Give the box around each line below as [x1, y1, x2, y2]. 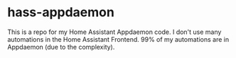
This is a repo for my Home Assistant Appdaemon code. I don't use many [7, 28, 222, 36]
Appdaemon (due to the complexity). [7, 42, 115, 51]
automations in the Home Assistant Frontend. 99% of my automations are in [7, 35, 230, 43]
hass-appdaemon [7, 4, 115, 21]
